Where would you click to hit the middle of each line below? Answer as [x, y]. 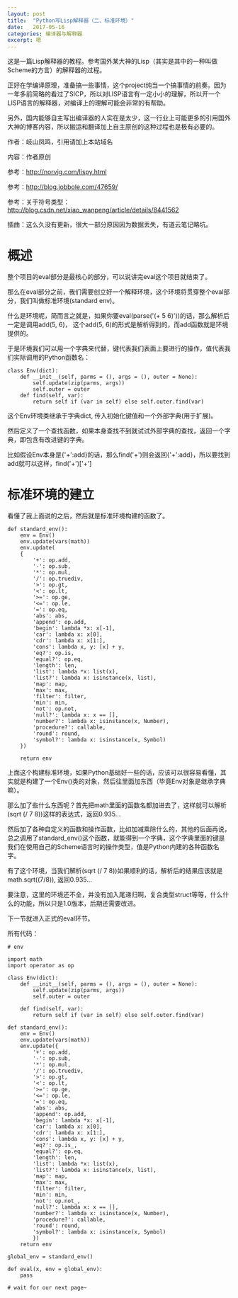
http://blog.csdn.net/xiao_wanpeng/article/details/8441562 [93, 210]
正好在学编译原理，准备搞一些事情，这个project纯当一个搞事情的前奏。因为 [117, 85]
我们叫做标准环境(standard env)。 [69, 301]
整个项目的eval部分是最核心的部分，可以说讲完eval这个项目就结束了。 [109, 277]
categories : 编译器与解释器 [45, 34]
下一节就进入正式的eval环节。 [51, 918]
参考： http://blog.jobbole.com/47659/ [63, 187]
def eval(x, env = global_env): [55, 1269]
